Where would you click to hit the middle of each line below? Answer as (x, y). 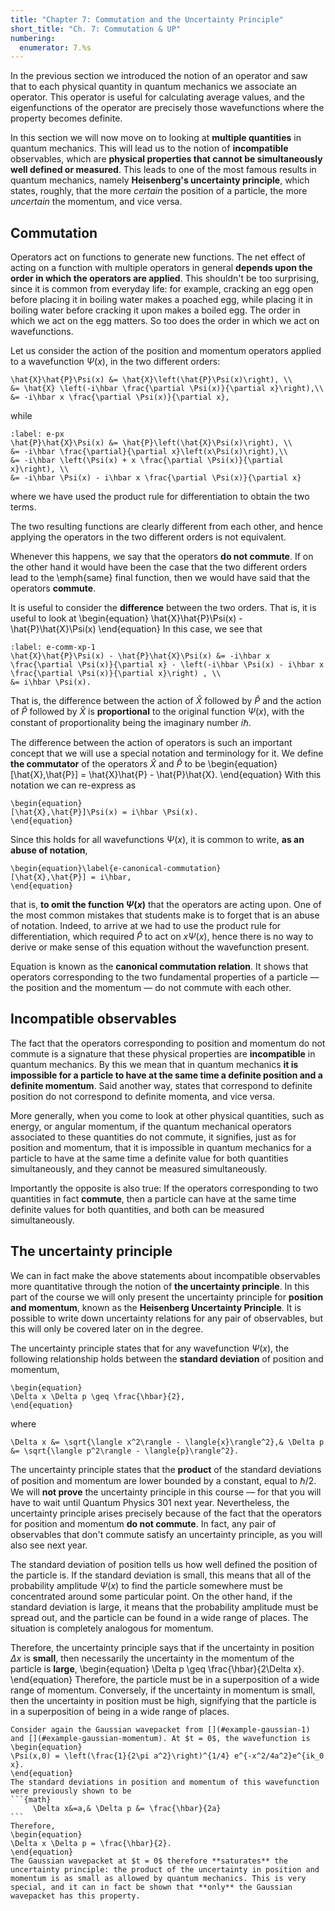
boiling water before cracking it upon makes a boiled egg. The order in (155, 310)
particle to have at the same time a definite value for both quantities (149, 1158)
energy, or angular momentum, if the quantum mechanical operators (151, 1126)
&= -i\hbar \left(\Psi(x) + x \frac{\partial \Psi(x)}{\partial (147, 461)
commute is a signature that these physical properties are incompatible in (163, 1053)
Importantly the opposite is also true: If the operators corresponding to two (164, 1188)
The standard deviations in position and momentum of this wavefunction (165, 1782)
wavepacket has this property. (75, 1896)
